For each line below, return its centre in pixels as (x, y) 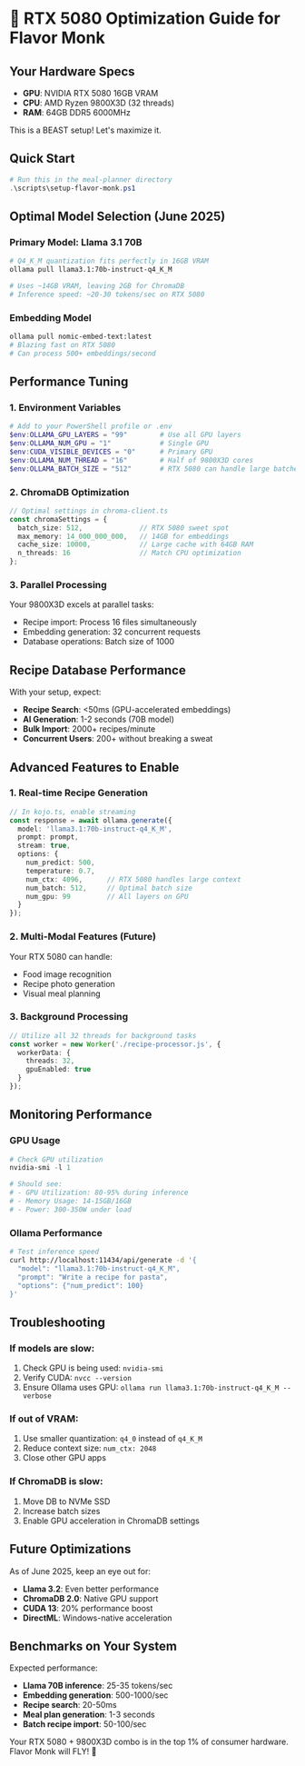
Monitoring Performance (81, 1115)
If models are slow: (52, 1348)
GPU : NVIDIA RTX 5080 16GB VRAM (90, 93)
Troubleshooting (58, 1322)
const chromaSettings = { (58, 519)
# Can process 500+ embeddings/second (83, 354)
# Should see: (36, 1184)
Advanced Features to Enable (94, 767)
